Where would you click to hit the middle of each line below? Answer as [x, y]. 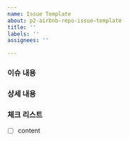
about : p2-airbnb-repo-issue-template [64, 21]
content [29, 131]
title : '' [22, 27]
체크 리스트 [25, 115]
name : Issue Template [39, 14]
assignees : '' [28, 41]
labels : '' [23, 34]
